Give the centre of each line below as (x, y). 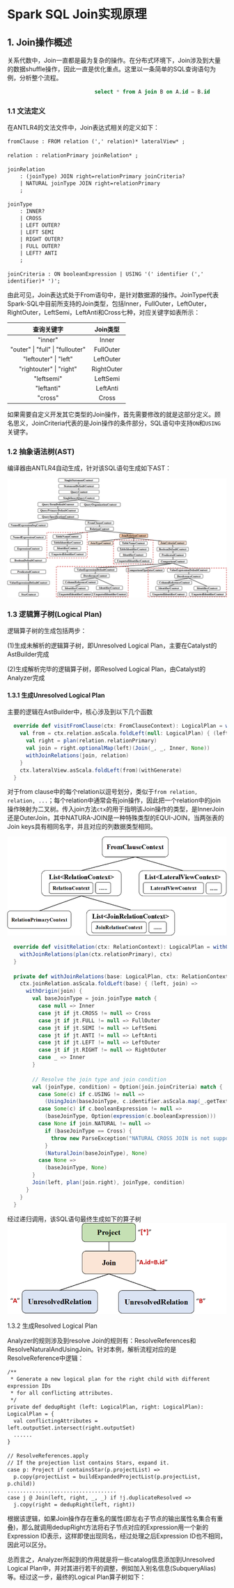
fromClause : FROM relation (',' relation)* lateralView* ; (96, 142)
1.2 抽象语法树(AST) (41, 451)
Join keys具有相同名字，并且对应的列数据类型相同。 (82, 827)
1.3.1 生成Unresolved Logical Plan (56, 695)
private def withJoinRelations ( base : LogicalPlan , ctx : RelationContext (121, 976)
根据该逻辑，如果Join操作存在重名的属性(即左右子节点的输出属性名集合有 (112, 1519)
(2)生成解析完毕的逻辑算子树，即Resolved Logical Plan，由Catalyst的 (107, 669)
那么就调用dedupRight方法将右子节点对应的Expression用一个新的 (115, 1527)
